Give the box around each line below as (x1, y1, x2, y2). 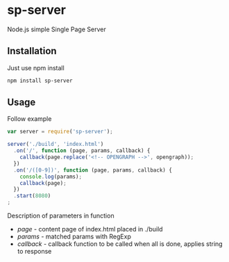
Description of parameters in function (7, 211, 114, 220)
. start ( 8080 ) (13, 193, 51, 199)
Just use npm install (7, 63, 65, 72)
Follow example (7, 115, 52, 123)
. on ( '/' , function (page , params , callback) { (13, 147, 151, 154)
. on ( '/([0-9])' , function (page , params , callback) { (13, 166, 172, 174)
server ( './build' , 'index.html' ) (7, 141, 104, 148)
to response (17, 247, 52, 256)
